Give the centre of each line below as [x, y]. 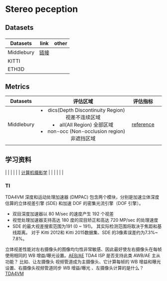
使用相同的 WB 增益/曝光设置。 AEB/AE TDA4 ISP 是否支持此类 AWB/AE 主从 [83, 256]
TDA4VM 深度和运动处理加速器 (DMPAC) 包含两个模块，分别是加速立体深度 [82, 197]
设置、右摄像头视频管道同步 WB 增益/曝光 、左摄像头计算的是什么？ [75, 268]
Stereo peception [42, 9]
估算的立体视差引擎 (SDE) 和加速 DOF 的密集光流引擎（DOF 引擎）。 [74, 203]
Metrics [17, 86]
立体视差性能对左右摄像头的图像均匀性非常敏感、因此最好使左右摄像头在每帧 [83, 249]
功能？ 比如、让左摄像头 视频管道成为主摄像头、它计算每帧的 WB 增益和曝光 [83, 262]
